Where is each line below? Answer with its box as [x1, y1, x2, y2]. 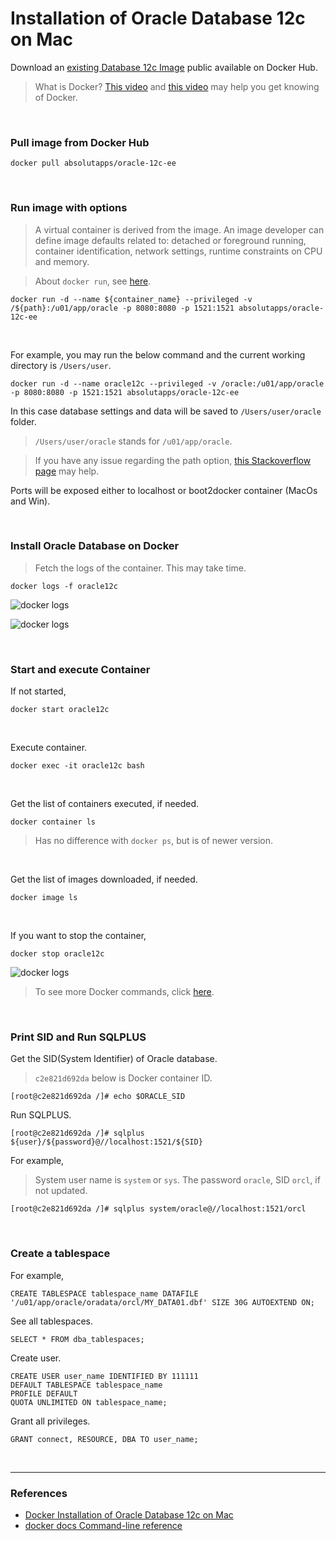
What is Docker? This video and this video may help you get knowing [34, 80, 320, 92]
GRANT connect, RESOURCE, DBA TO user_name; [10, 1434, 199, 1444]
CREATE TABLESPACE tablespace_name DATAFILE [10, 1288, 199, 1299]
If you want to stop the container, [10, 930, 147, 942]
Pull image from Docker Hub [10, 135, 150, 149]
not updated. [34, 1185, 88, 1197]
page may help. [34, 465, 100, 477]
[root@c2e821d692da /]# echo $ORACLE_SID [10, 1092, 186, 1102]
